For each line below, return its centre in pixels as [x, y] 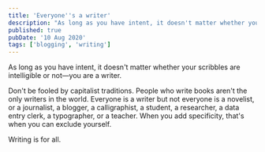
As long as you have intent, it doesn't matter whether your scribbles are [124, 67]
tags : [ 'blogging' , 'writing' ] [60, 45]
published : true [35, 30]
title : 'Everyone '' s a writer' [60, 15]
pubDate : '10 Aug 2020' [47, 37]
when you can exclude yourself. [60, 124]
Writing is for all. [35, 139]
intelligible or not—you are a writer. [65, 76]
